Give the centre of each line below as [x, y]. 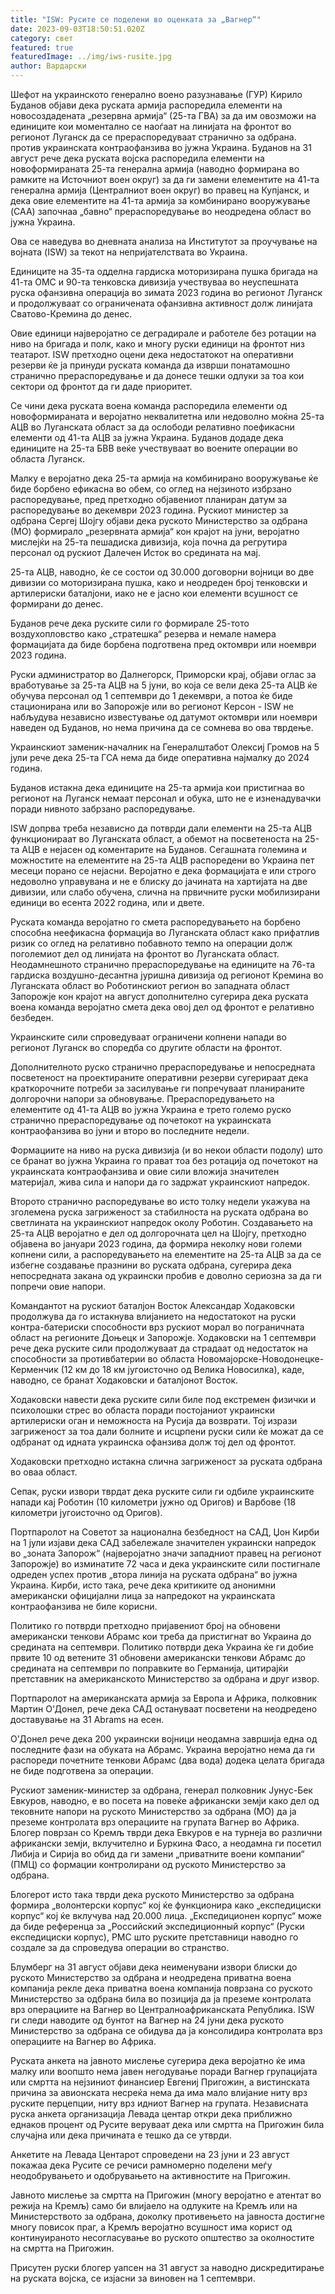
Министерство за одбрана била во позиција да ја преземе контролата [161, 1999]
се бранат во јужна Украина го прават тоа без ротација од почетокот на [164, 1160]
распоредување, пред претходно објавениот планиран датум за [148, 499]
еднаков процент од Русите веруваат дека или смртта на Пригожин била [167, 2124]
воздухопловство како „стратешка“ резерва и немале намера [143, 634]
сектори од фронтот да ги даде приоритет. [101, 386]
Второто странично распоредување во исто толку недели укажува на [160, 1201]
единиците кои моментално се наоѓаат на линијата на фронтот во [151, 126]
